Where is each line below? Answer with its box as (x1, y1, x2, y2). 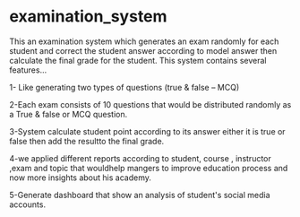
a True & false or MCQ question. (9, 108, 128, 119)
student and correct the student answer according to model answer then (9, 45, 278, 56)
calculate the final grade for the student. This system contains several (9, 55, 267, 65)
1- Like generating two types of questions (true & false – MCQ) (9, 82, 240, 92)
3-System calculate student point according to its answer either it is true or (9, 126, 286, 136)
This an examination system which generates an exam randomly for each (9, 36, 279, 47)
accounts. (9, 199, 47, 210)
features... (9, 65, 47, 75)
